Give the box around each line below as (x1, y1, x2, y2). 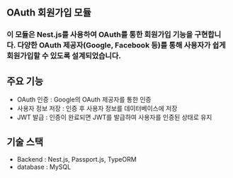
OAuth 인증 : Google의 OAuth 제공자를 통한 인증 (16, 95, 152, 104)
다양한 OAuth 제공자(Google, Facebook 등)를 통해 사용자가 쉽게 (16, 40, 226, 50)
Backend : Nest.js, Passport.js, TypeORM (16, 155, 137, 163)
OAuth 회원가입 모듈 (6, 6, 91, 19)
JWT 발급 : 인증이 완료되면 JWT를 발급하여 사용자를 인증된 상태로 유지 (16, 113, 212, 122)
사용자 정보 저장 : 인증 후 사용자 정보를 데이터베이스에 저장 (16, 104, 178, 113)
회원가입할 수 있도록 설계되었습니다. (6, 51, 121, 61)
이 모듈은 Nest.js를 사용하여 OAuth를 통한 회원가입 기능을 (6, 30, 193, 40)
